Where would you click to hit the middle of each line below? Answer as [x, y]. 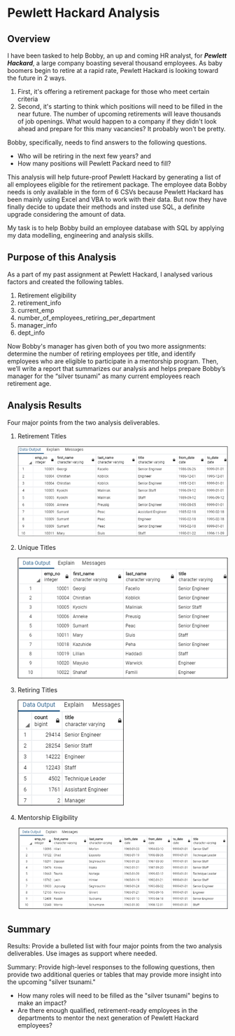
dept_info [31, 332]
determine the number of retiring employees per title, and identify [101, 354]
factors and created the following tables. [65, 281]
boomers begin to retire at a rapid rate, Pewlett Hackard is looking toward [113, 70]
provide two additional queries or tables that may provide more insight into [114, 975]
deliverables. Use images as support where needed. [82, 954]
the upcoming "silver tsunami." [51, 982]
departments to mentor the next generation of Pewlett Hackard [108, 1018]
